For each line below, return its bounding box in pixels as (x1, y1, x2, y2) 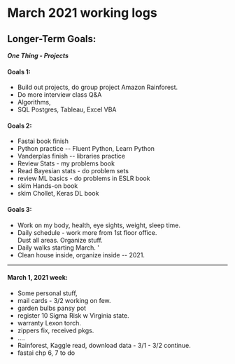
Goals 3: (7, 205, 33, 213)
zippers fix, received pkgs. (17, 326, 94, 335)
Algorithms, (17, 98, 51, 107)
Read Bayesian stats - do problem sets (17, 167, 129, 175)
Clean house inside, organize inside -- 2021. (17, 250, 145, 259)
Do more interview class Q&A (17, 90, 102, 99)
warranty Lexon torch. (17, 318, 82, 327)
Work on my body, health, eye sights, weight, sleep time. (17, 221, 180, 229)
